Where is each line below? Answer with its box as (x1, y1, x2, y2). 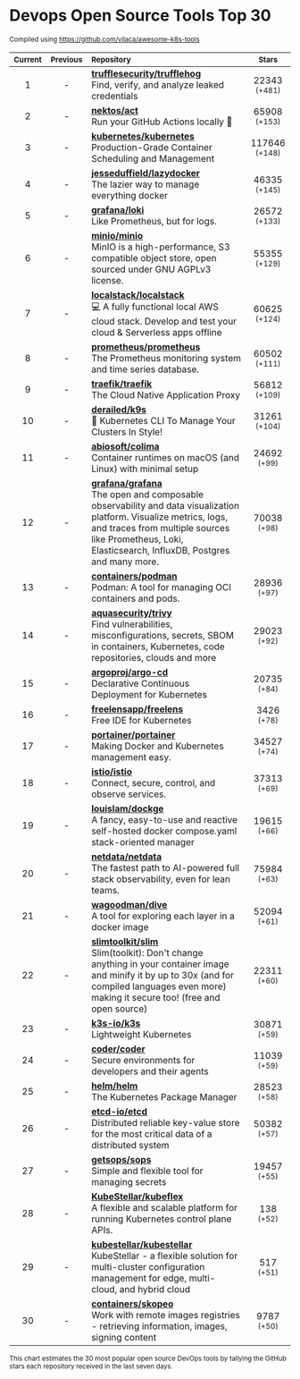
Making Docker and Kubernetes (90, 740, 225, 752)
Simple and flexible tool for (90, 1164, 204, 1177)
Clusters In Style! (90, 426, 163, 438)
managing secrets (90, 1175, 167, 1188)
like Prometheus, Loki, (90, 533, 184, 546)
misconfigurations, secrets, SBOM (90, 629, 235, 641)
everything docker (90, 189, 168, 201)
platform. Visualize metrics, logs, (90, 511, 228, 523)
